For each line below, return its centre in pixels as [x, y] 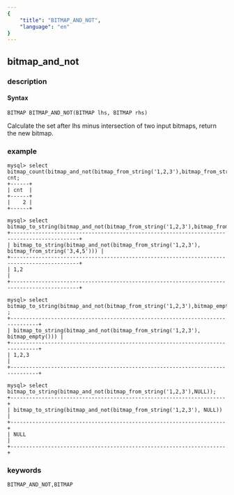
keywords [24, 470]
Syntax [18, 98]
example [22, 151]
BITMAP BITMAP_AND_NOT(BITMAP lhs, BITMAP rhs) [78, 112]
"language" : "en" [45, 27]
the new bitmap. [30, 133]
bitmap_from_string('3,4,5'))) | [56, 251]
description [27, 81]
